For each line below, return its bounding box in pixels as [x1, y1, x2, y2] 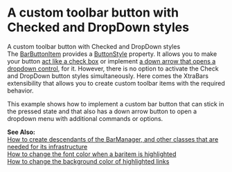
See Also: [7, 128, 36, 136]
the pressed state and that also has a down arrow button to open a [7, 107, 197, 115]
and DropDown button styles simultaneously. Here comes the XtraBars [7, 71, 209, 80]
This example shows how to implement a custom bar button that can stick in [7, 99, 224, 108]
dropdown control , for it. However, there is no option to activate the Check [7, 64, 220, 73]
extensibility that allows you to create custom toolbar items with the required [7, 79, 225, 87]
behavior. [7, 86, 34, 95]
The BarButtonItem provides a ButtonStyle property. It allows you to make [7, 50, 217, 58]
